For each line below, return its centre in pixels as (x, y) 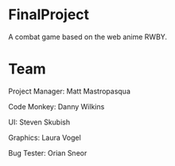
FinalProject (49, 15)
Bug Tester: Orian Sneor (48, 152)
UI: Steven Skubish (39, 122)
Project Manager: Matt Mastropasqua (70, 91)
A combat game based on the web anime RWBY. (88, 37)
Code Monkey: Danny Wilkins (56, 106)
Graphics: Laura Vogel (45, 137)
